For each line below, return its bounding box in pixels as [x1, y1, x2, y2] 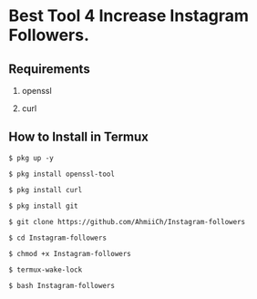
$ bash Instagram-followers [8, 281, 116, 290]
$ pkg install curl [8, 185, 83, 194]
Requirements [8, 61, 90, 77]
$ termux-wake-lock [8, 265, 83, 274]
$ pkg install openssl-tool [8, 170, 116, 179]
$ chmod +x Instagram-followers [8, 249, 131, 258]
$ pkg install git [8, 201, 78, 211]
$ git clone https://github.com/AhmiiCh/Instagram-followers [8, 217, 246, 226]
